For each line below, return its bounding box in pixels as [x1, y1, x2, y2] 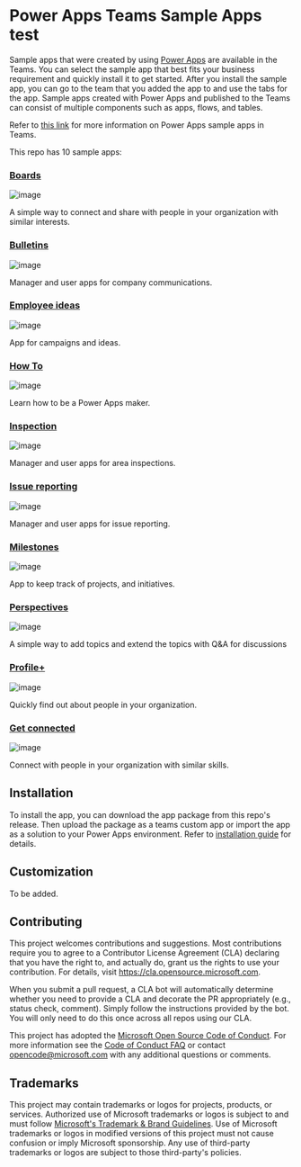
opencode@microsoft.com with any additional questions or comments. [9, 1049, 271, 1060]
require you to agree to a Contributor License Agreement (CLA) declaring [9, 947, 280, 958]
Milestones [9, 541, 59, 553]
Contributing [9, 914, 83, 929]
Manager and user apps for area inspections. [9, 458, 176, 469]
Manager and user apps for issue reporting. [9, 518, 171, 529]
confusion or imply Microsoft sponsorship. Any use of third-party [9, 1137, 251, 1148]
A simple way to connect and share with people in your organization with [9, 207, 279, 218]
